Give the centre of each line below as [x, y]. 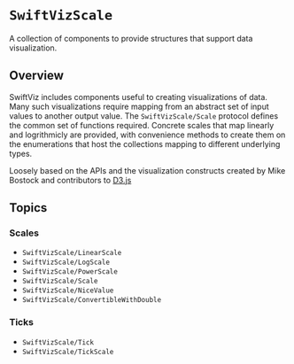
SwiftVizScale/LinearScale [72, 253]
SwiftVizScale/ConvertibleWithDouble [92, 300]
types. [21, 153]
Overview [37, 76]
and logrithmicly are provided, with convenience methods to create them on [147, 135]
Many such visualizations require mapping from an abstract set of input [139, 106]
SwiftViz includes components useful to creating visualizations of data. [139, 97]
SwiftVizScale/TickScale [68, 352]
